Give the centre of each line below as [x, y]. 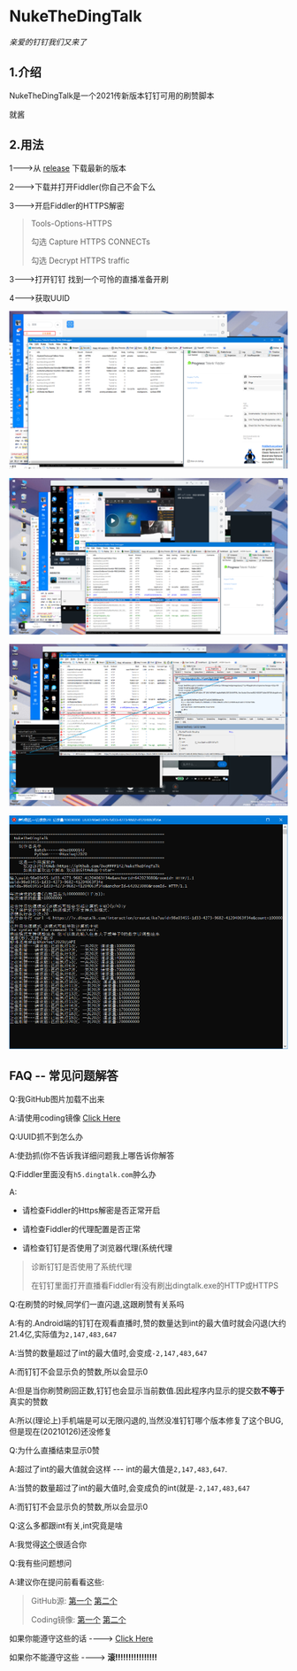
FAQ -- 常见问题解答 [64, 1076]
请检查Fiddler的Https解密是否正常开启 [91, 1210]
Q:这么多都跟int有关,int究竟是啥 [66, 1525]
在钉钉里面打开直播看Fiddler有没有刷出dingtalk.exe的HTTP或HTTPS [155, 1285]
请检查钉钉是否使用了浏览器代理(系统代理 [97, 1247]
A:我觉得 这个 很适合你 [48, 1544]
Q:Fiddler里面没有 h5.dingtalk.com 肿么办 [83, 1174]
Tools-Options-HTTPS [71, 223]
